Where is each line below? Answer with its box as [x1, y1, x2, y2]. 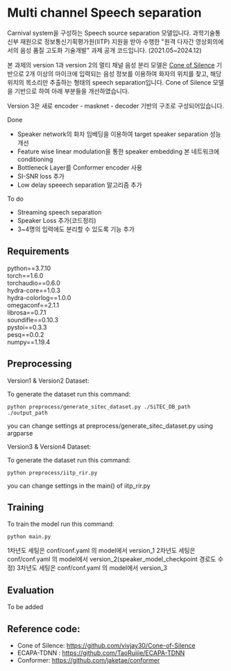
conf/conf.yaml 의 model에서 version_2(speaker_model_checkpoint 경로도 [7, 555, 216, 563]
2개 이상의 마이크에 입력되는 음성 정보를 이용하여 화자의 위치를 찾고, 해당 [25, 69, 222, 78]
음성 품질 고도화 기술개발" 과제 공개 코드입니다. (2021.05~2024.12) [19, 46, 203, 54]
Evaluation [7, 584, 54, 596]
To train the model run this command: [7, 520, 114, 529]
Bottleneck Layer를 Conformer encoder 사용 [17, 163, 143, 172]
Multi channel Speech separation [7, 5, 203, 21]
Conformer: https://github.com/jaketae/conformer [17, 656, 160, 664]
